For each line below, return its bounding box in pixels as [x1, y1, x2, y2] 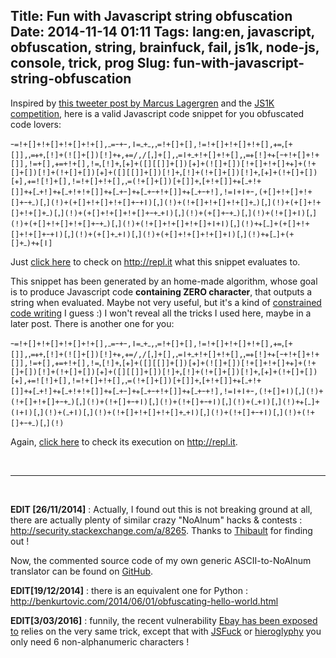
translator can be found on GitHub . [10, 565, 154, 577]
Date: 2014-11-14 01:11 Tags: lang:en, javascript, [10, 24, 315, 41]
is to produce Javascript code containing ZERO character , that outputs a [10, 285, 313, 298]
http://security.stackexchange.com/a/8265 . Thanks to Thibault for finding [10, 524, 313, 536]
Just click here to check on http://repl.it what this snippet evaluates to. [10, 255, 301, 268]
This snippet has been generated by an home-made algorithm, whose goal [10, 275, 318, 287]
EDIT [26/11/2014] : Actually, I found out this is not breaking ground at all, [10, 503, 313, 515]
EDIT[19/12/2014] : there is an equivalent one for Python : [10, 584, 248, 596]
